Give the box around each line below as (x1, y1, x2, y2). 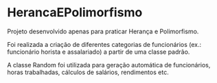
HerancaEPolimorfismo (7, 5, 143, 20)
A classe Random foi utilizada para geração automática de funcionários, (7, 61, 211, 69)
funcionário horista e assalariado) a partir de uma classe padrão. (7, 48, 190, 56)
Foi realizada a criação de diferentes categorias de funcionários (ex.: (7, 40, 202, 48)
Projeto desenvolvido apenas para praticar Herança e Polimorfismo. (7, 27, 199, 35)
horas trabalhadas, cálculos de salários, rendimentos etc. (7, 68, 170, 76)
